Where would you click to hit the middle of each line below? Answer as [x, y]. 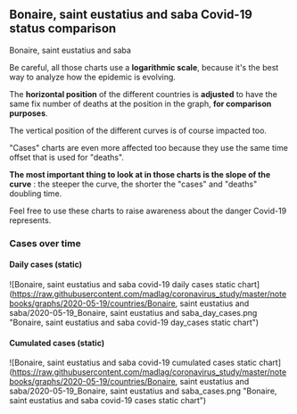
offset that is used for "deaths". [67, 157]
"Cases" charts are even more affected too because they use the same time [148, 147]
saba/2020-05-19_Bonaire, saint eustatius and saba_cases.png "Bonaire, [143, 391]
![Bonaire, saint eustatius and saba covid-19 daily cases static [123, 284]
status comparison [63, 29]
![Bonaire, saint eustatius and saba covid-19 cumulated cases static [133, 363]
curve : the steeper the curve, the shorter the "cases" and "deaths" [133, 184]
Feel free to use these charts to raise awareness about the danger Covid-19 [148, 211]
